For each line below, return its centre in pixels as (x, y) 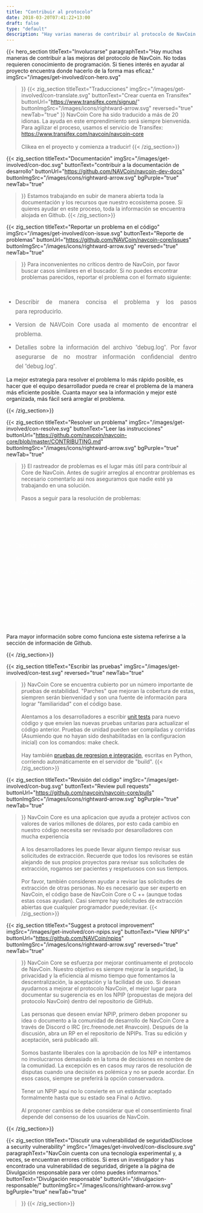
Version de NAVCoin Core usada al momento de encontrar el (106, 325)
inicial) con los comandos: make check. (70, 743)
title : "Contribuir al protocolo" (50, 12)
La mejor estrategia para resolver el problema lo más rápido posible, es (95, 380)
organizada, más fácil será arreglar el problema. (66, 399)
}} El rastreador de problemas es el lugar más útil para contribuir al (104, 466)
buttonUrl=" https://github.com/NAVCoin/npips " (65, 938)
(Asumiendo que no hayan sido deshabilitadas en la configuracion (103, 736)
